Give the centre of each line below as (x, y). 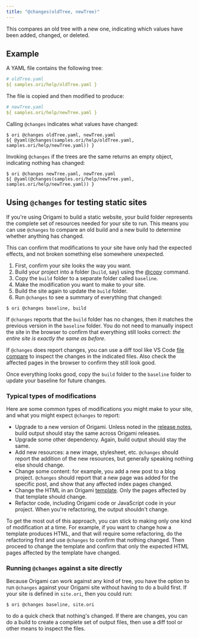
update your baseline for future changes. (56, 381)
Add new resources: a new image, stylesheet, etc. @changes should (97, 452)
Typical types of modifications (51, 396)
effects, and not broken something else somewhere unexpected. (85, 254)
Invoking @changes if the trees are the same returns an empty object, (90, 157)
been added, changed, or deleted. (48, 35)
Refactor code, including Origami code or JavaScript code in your (95, 503)
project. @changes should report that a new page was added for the (97, 478)
